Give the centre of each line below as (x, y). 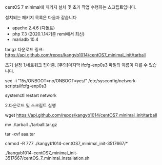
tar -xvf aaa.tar (20, 134)
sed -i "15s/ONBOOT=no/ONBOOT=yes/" (46, 81)
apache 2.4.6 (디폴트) (33, 28)
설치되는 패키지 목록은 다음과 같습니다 (41, 18)
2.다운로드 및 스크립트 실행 (30, 105)
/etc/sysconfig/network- (113, 81)
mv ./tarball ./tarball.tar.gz (31, 125)
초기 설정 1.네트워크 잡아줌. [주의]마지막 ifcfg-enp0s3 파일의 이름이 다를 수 (76, 65)
